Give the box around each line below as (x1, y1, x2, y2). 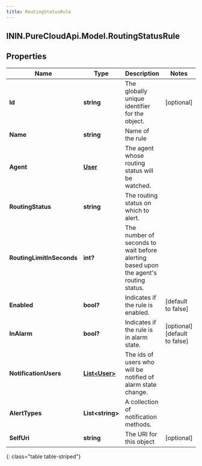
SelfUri (9, 434, 30, 442)
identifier (124, 101, 150, 110)
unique (124, 94, 145, 103)
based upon (124, 261, 159, 269)
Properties (6, 52, 47, 62)
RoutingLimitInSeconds (9, 253, 78, 262)
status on (124, 199, 151, 207)
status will (124, 166, 153, 175)
